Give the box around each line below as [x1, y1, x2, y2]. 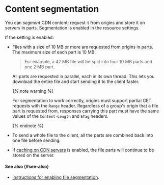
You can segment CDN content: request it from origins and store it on [5, 20, 145, 26]
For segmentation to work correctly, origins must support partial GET [12, 97, 152, 104]
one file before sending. [12, 137, 61, 143]
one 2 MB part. [24, 64, 55, 70]
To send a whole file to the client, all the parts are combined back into [12, 132, 154, 138]
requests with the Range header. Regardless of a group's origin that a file [12, 103, 159, 108]
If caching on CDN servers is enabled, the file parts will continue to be [12, 147, 154, 153]
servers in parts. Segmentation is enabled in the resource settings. [5, 25, 140, 30]
